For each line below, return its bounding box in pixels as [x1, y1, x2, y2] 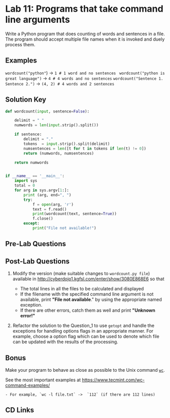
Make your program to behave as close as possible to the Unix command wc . [5, 367, 165, 373]
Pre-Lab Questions [5, 240, 66, 248]
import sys [14, 178, 38, 184]
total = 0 [14, 183, 36, 188]
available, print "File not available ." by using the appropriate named [20, 296, 162, 303]
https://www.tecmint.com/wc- [82, 377, 145, 383]
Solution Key [5, 95, 47, 104]
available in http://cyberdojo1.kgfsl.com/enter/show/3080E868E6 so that [12, 276, 164, 282]
